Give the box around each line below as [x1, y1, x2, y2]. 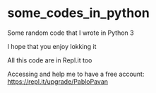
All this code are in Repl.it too [7, 55, 92, 65]
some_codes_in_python [7, 5, 150, 21]
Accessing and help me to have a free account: [7, 70, 145, 78]
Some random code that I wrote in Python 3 [7, 28, 134, 37]
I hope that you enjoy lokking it [7, 42, 97, 50]
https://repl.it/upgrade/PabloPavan [7, 77, 108, 86]
